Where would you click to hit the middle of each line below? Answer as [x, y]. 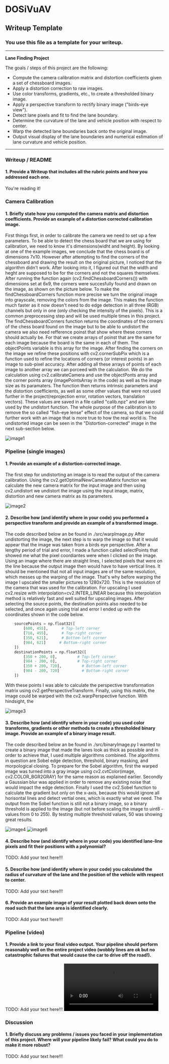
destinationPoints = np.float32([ [50, 652]
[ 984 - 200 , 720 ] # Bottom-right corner [76, 671]
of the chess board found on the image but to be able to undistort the [77, 327]
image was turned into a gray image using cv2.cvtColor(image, [70, 772]
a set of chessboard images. [42, 83]
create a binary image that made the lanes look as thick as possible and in [82, 750]
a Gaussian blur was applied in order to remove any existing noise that [78, 782]
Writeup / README [28, 160]
